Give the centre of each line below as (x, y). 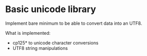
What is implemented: (28, 33)
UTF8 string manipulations (40, 48)
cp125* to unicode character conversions (55, 43)
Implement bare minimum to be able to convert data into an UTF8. (74, 23)
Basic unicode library (51, 9)
